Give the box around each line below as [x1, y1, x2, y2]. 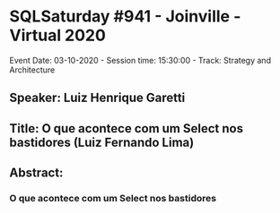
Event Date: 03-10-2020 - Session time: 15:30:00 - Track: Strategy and [9, 55, 272, 65]
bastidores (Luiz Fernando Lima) [9, 134, 195, 149]
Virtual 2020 [9, 25, 106, 46]
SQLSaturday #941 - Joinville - [9, 6, 241, 27]
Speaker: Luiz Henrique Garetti [9, 90, 186, 106]
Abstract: [9, 166, 64, 181]
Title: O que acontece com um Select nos [9, 121, 244, 136]
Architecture [9, 64, 56, 75]
